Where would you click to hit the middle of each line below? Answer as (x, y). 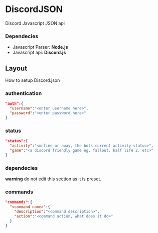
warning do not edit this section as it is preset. (53, 179)
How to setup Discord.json (33, 80)
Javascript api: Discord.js (39, 52)
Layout (16, 68)
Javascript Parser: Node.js (40, 47)
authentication (24, 93)
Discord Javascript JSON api (35, 23)
